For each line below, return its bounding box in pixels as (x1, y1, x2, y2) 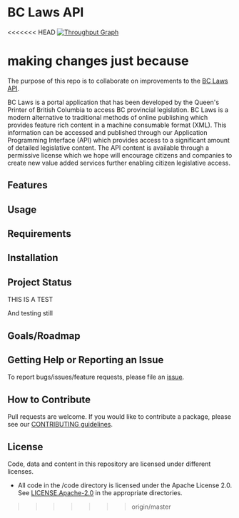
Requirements (7, 228, 71, 240)
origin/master (131, 502, 171, 511)
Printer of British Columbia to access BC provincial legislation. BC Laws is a (7, 105, 229, 114)
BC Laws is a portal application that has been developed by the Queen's (7, 98, 220, 106)
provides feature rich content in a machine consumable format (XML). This (7, 121, 227, 129)
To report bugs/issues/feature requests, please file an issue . (7, 372, 185, 382)
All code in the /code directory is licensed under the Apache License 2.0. (17, 481, 233, 489)
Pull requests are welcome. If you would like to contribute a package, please (7, 412, 232, 421)
